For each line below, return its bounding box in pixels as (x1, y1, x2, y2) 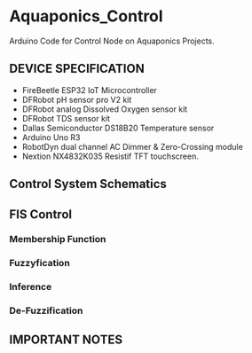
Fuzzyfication (9, 257, 71, 270)
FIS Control (9, 207, 73, 222)
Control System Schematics (9, 176, 167, 192)
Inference (9, 281, 52, 294)
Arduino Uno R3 (21, 131, 82, 143)
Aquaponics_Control (9, 6, 163, 27)
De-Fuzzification (9, 304, 83, 317)
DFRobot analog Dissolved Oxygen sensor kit (21, 104, 188, 114)
